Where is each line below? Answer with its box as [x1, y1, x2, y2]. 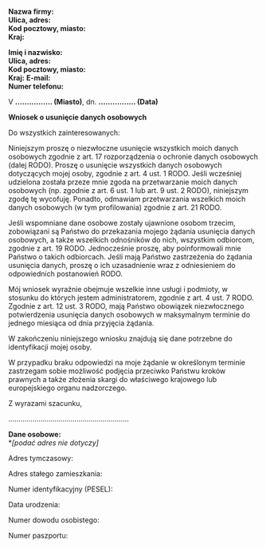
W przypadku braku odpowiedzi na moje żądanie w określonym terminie [8, 358, 245, 367]
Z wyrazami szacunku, [8, 399, 82, 408]
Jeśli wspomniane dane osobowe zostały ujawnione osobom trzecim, [8, 219, 237, 227]
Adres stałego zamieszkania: [8, 469, 103, 478]
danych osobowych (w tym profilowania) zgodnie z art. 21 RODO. [8, 203, 222, 212]
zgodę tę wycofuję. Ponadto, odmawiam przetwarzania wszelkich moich [8, 195, 246, 203]
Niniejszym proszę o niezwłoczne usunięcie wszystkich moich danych [8, 144, 239, 152]
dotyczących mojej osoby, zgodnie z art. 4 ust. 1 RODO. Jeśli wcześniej [8, 169, 242, 178]
